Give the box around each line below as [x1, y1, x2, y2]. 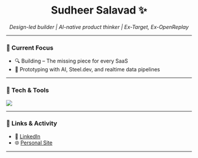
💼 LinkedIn [14, 133, 41, 140]
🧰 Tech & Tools [6, 86, 49, 94]
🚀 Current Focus [6, 44, 54, 52]
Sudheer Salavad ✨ [51, 4, 147, 17]
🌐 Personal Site [14, 139, 53, 146]
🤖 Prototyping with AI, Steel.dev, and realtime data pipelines [14, 66, 160, 73]
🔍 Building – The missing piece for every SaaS [14, 57, 128, 65]
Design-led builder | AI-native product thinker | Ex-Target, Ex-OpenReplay [9, 23, 189, 30]
